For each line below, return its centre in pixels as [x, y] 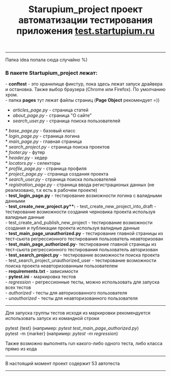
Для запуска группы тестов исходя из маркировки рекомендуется [78, 313]
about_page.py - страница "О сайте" [52, 115]
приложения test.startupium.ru [85, 31]
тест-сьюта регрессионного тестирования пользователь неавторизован [84, 239]
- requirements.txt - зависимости [42, 271]
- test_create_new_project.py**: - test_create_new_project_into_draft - [81, 207]
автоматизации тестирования [85, 20]
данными [15, 201]
